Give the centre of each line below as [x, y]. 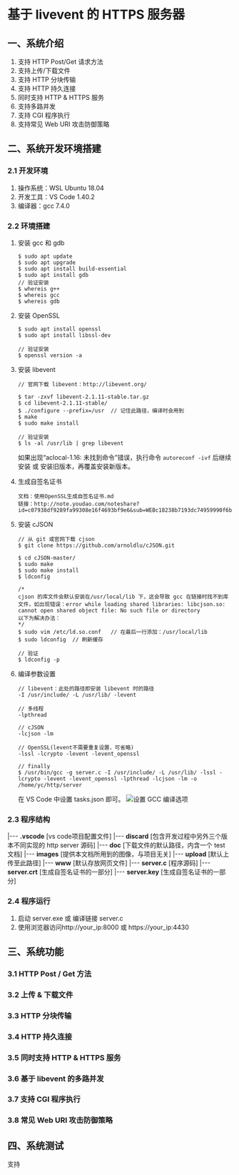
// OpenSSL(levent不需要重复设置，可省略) [76, 747]
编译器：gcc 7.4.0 [44, 206]
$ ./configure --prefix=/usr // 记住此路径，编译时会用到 [101, 410]
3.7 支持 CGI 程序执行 [44, 1099]
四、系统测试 [36, 1145]
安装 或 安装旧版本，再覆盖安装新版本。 [76, 466]
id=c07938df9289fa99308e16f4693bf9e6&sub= [82, 510]
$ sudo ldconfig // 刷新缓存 [60, 640]
